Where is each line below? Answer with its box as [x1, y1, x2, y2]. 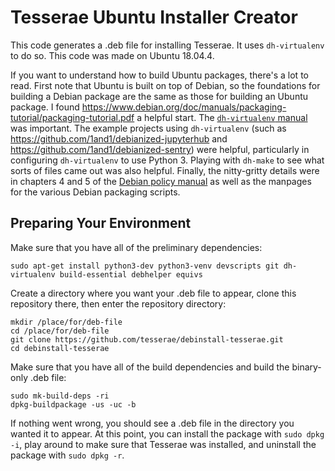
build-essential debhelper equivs [59, 269, 203, 280]
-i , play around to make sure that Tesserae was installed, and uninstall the [10, 438, 317, 450]
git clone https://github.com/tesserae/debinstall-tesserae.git [10, 334, 284, 345]
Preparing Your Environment [10, 215, 192, 232]
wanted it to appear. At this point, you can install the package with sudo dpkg [10, 427, 325, 440]
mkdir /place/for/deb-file [10, 317, 123, 327]
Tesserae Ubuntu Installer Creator [10, 6, 298, 29]
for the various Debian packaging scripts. [10, 186, 181, 198]
